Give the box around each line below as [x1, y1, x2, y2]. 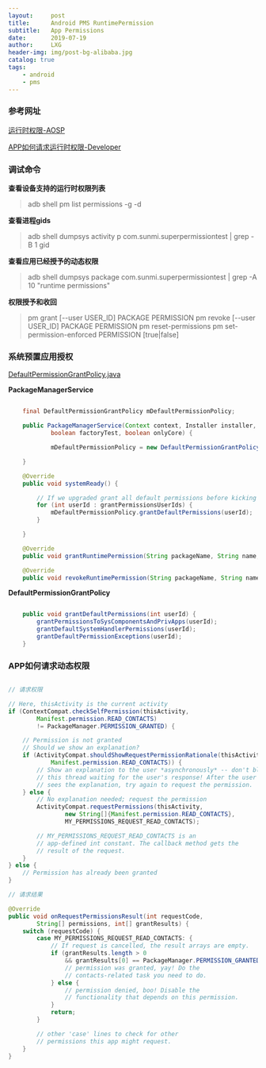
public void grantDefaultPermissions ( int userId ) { [22, 611, 196, 619]
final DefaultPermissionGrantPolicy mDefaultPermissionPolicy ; [22, 407, 236, 415]
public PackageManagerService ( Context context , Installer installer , [22, 422, 257, 430]
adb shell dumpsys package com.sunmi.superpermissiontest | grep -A [27, 272, 257, 282]
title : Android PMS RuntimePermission [8, 19, 154, 27]
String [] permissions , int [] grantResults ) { [36, 920, 190, 927]
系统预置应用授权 [8, 351, 74, 362]
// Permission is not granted [22, 736, 123, 745]
